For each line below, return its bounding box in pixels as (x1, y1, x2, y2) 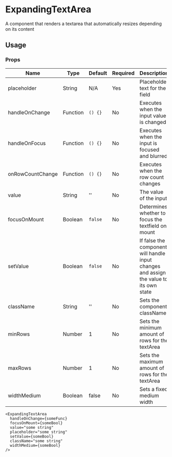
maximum (139, 358, 163, 365)
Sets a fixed (139, 385, 168, 392)
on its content (5, 26, 34, 32)
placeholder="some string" (10, 429, 68, 434)
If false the (139, 237, 165, 244)
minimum (139, 324, 162, 331)
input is (139, 139, 158, 147)
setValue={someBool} (10, 434, 54, 439)
